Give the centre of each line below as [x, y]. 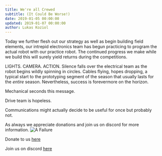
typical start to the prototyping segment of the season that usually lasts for [79, 77]
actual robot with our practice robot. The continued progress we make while [81, 52]
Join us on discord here [29, 149]
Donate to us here [23, 139]
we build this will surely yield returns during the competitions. [66, 57]
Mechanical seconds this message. [40, 91]
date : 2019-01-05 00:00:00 [32, 18]
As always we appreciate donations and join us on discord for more [72, 125]
